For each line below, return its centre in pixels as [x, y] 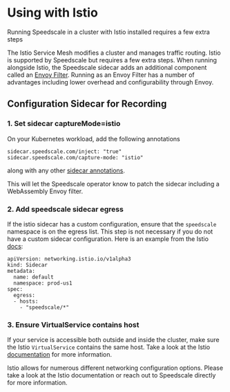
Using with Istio [52, 13]
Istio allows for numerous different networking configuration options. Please [115, 368]
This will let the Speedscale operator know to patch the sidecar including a [113, 184]
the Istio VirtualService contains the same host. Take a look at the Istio [109, 347]
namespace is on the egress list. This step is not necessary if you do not [110, 231]
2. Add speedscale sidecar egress [66, 209]
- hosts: [26, 301]
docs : [15, 246]
